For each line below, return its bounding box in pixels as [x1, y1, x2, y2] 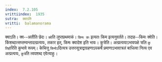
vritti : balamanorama [5, 21, 51, 26]
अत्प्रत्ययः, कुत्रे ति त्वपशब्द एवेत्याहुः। [5, 51, 58, 57]
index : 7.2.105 [5, 7, 38, 12]
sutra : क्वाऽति [5, 16, 32, 21]
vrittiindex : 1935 [5, 12, 45, 17]
